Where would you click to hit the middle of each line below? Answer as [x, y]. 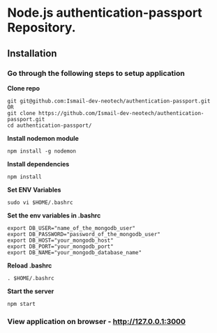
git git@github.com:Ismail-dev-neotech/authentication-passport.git [109, 101]
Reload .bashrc [30, 265]
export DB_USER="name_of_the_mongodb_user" [72, 228]
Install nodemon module [43, 138]
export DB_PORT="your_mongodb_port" [60, 246]
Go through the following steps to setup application [96, 73]
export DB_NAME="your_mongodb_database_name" [74, 252]
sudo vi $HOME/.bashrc [40, 202]
